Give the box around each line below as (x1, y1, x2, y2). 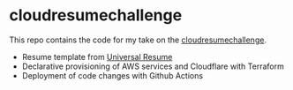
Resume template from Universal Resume (21, 51, 173, 62)
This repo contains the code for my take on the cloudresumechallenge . (9, 34, 267, 45)
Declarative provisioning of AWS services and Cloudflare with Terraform (21, 61, 284, 71)
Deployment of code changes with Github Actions (21, 70, 204, 80)
